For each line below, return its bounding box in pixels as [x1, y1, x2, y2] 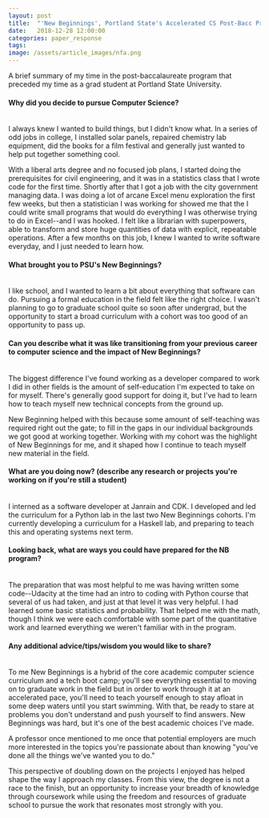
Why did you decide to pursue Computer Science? [8, 98, 179, 107]
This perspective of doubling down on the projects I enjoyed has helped [8, 766, 246, 776]
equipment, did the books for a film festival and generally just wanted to [8, 141, 246, 150]
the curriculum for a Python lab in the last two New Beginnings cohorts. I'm [8, 510, 256, 519]
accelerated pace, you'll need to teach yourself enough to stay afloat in [8, 693, 244, 703]
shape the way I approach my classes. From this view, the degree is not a [8, 775, 250, 784]
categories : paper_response [8, 34, 102, 42]
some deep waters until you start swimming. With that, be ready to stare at [8, 701, 255, 711]
